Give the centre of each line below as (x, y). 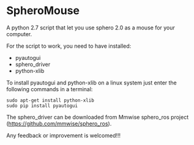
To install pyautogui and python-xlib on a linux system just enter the (92, 83)
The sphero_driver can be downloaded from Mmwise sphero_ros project (97, 117)
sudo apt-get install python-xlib (50, 100)
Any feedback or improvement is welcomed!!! (64, 135)
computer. (19, 34)
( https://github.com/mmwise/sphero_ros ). (59, 124)
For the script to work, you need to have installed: (69, 46)
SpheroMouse (43, 11)
